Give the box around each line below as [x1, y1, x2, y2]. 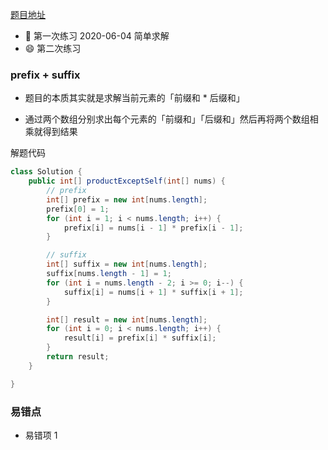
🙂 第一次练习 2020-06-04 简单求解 [24, 30, 170, 42]
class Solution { [10, 167, 83, 177]
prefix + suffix [10, 68, 81, 82]
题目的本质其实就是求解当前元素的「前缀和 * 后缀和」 [24, 92, 245, 104]
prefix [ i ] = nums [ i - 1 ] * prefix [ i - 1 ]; [63, 223, 244, 233]
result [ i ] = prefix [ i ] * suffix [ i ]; [63, 333, 217, 343]
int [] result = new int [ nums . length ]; [46, 314, 208, 325]
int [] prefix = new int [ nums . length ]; [46, 194, 208, 205]
